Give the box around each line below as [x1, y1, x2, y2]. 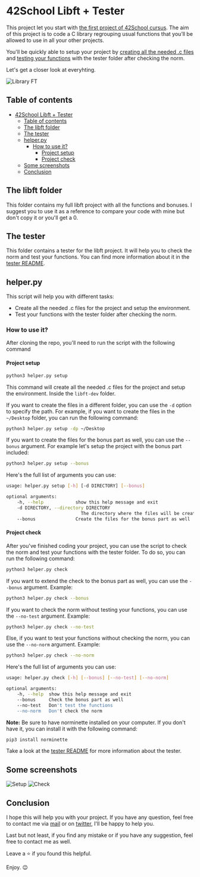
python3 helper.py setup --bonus [6, 461, 89, 467]
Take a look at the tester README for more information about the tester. [6, 747, 182, 755]
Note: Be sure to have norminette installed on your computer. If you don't [6, 719, 186, 726]
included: [6, 449, 29, 456]
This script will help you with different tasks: [6, 293, 114, 300]
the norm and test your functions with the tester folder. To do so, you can [6, 548, 186, 556]
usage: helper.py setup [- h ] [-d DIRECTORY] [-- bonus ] [6, 483, 145, 489]
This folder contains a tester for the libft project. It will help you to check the [6, 247, 192, 254]
